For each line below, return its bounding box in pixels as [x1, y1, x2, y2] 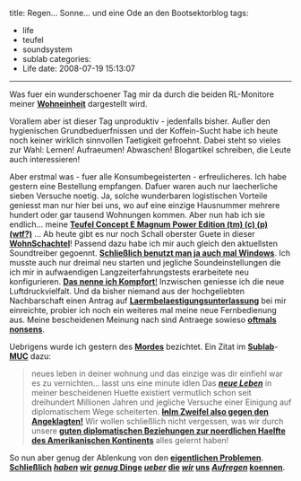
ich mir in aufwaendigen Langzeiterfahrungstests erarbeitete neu [9, 267, 249, 277]
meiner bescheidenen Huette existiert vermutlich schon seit [30, 388, 253, 398]
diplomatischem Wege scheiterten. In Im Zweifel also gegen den [30, 407, 269, 416]
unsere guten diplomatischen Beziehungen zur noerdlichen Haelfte [30, 425, 287, 436]
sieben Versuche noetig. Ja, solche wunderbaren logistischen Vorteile [9, 190, 268, 201]
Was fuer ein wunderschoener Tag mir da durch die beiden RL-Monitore [9, 89, 275, 100]
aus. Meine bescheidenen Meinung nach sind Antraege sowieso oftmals [9, 314, 277, 325]
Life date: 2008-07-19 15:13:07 [21, 63, 136, 74]
